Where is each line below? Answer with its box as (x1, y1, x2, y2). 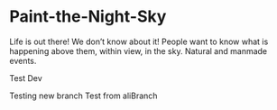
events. (9, 55, 37, 66)
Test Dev (9, 72, 42, 83)
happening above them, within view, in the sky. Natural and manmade (9, 45, 268, 56)
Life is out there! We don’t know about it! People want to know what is (9, 36, 269, 47)
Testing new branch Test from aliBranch (9, 90, 158, 101)
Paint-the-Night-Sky (9, 6, 167, 27)
